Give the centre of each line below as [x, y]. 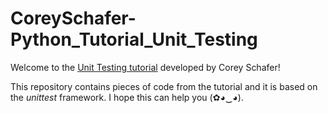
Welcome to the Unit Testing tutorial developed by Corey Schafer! [145, 67]
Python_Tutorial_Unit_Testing [134, 39]
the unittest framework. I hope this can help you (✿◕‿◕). [127, 97]
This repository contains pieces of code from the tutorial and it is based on [164, 86]
